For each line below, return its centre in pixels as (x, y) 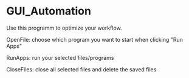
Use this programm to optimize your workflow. (64, 28)
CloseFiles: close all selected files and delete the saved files (81, 69)
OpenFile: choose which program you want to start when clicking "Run (95, 39)
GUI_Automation (49, 11)
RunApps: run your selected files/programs (60, 57)
